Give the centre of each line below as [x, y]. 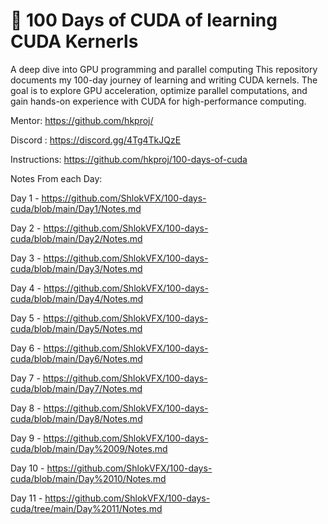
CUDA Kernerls [74, 41]
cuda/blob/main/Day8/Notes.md [76, 418]
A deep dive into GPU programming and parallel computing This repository [164, 69]
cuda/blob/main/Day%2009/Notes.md [89, 448]
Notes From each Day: [56, 178]
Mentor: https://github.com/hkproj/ [82, 120]
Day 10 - [27, 468]
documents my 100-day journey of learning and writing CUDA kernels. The [164, 80]
